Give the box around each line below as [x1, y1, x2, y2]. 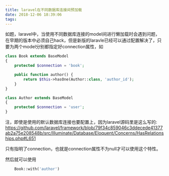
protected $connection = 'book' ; [14, 63, 85, 68]
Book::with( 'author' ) [14, 166, 60, 171]
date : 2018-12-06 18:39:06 [5, 12, 62, 17]
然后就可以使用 [5, 156, 36, 162]
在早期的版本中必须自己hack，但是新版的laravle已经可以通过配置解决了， [5, 37, 157, 43]
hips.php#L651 [5, 135, 36, 141]
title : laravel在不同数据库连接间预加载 [5, 7, 82, 13]
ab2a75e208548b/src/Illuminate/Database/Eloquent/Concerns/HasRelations [5, 130, 164, 136]
